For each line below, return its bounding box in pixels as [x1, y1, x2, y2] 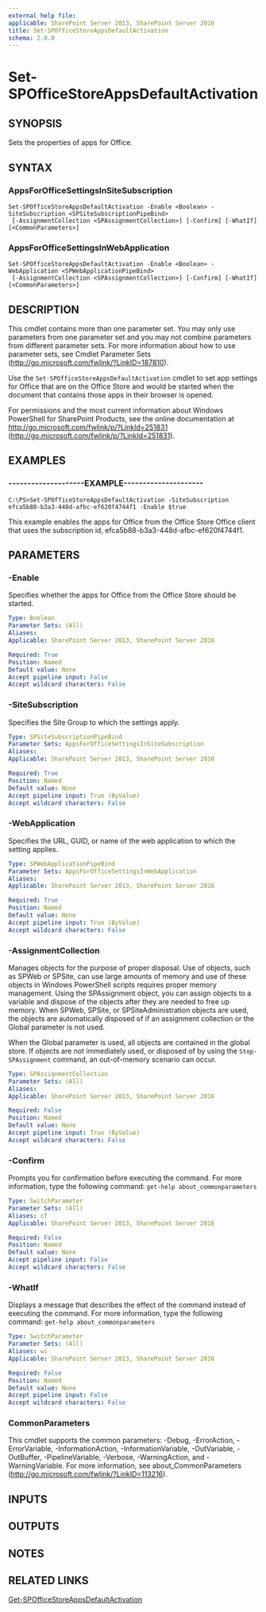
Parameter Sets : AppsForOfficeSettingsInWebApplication [8, 867, 197, 875]
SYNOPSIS [8, 116, 63, 130]
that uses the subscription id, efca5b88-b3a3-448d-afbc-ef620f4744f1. [8, 525, 245, 534]
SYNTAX [8, 161, 53, 174]
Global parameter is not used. [8, 1022, 106, 1031]
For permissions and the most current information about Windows [8, 405, 224, 415]
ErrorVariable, [8, 1444, 54, 1454]
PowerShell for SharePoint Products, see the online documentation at [8, 414, 234, 424]
